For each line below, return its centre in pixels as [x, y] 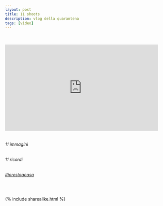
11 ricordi [14, 159]
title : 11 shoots [23, 14]
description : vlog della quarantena [42, 18]
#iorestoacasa [20, 174]
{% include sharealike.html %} [35, 199]
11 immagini [16, 144]
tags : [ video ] [19, 23]
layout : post [18, 9]
